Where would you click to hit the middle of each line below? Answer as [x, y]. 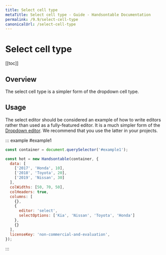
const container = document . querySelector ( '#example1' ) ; [67, 150]
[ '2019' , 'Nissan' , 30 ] [40, 178]
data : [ [18, 164]
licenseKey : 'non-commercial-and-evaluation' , [60, 234]
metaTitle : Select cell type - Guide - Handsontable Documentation [78, 15]
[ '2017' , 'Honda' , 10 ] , [40, 168]
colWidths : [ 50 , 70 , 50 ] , [37, 187]
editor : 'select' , [38, 211]
